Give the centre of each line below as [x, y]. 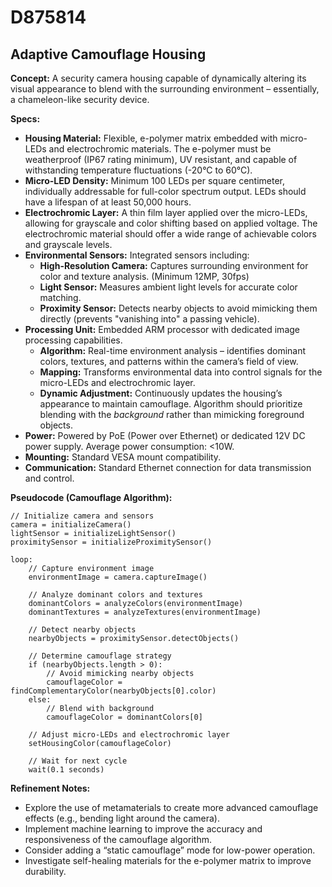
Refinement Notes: [50, 788]
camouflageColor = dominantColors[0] [124, 717]
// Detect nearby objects [82, 630]
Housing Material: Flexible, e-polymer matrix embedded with [151, 138]
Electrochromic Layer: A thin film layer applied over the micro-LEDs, [166, 212]
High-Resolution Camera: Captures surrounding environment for [174, 265]
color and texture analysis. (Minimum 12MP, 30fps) [144, 276]
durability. [45, 871]
